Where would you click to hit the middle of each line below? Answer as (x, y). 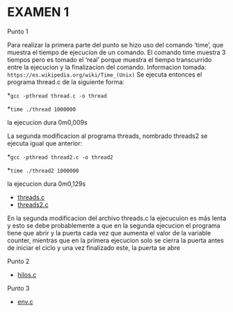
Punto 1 (18, 31)
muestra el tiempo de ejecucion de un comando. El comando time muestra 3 (116, 52)
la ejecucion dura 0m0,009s (48, 122)
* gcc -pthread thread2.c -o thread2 (60, 157)
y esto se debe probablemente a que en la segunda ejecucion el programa (114, 225)
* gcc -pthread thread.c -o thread (57, 95)
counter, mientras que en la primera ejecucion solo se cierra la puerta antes (115, 240)
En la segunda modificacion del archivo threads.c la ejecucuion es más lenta (117, 218)
